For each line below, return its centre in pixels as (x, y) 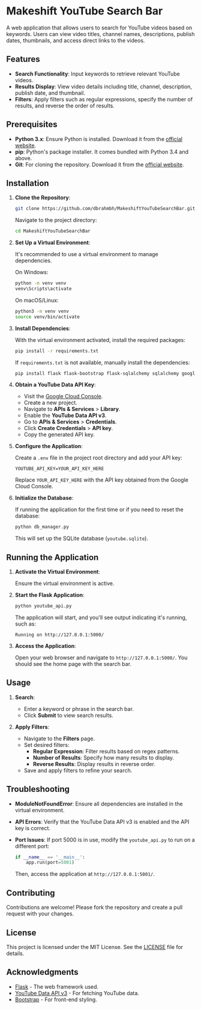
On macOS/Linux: (37, 300)
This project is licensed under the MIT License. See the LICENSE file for (95, 947)
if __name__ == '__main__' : (50, 857)
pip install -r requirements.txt (57, 351)
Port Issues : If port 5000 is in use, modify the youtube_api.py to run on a (105, 840)
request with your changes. (40, 914)
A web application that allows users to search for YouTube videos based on (99, 28)
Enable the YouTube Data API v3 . (65, 416)
